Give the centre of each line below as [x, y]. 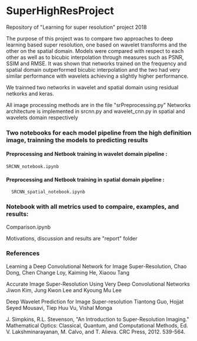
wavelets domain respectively [42, 117]
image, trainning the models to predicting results [77, 140]
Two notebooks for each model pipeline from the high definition [99, 132]
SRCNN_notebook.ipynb [33, 167]
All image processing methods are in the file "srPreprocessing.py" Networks [98, 105]
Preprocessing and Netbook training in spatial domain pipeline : [85, 179]
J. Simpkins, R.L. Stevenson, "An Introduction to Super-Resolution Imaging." [98, 319]
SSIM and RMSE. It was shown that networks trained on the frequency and [96, 63]
